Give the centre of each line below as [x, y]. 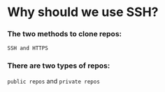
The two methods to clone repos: [65, 34]
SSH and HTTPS [28, 48]
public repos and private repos [53, 81]
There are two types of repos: [59, 66]
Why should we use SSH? [83, 12]
